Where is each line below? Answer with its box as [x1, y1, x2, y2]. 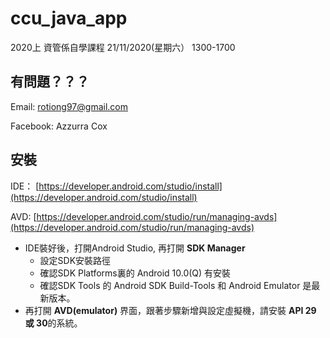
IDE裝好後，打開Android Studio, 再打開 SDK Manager [24, 242, 246, 254]
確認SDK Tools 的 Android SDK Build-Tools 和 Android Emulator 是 [39, 279, 312, 291]
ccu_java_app [10, 7, 128, 30]
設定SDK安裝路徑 [39, 254, 112, 266]
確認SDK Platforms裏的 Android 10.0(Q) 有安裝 [39, 267, 232, 279]
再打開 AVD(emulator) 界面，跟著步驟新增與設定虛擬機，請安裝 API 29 [24, 304, 317, 316]
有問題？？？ [10, 73, 90, 91]
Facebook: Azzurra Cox [10, 120, 108, 132]
